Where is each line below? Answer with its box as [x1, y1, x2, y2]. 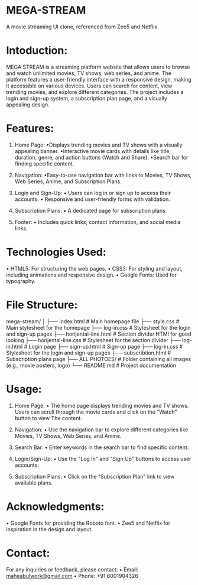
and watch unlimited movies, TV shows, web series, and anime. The [6, 69, 171, 77]
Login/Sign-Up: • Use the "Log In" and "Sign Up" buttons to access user [14, 455, 191, 462]
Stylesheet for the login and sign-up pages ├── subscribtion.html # [6, 349, 171, 356]
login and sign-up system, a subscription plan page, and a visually [6, 95, 167, 102]
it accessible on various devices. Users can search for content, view [6, 82, 173, 89]
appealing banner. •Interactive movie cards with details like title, [14, 147, 171, 154]
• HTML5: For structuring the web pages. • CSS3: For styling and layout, [6, 265, 183, 272]
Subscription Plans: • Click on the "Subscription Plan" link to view [14, 473, 175, 480]
